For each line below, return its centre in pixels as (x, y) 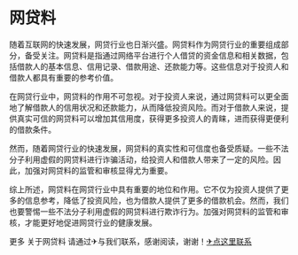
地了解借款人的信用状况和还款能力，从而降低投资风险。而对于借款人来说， (145, 107)
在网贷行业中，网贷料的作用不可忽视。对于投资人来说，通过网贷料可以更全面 (149, 96)
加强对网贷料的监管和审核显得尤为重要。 (98, 170)
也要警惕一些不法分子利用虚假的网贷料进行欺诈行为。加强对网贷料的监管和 (145, 211)
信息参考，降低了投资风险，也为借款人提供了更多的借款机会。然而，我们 (157, 200)
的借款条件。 (32, 129)
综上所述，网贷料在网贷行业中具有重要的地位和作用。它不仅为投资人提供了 (145, 189)
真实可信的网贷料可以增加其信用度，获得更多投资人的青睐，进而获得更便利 (153, 118)
